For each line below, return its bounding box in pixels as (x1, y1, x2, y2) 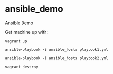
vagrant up (5, 38, 27, 44)
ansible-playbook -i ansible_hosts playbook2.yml (5, 55, 109, 61)
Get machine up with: (5, 29, 48, 35)
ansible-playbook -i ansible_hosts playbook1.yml (5, 47, 109, 52)
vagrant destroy (5, 64, 38, 69)
